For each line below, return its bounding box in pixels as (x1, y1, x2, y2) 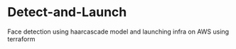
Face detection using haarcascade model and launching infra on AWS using (7, 27, 230, 36)
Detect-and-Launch (7, 4, 127, 20)
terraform (7, 34, 36, 43)
